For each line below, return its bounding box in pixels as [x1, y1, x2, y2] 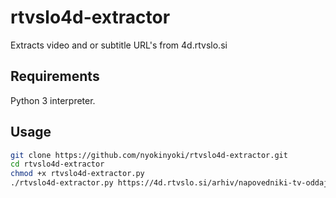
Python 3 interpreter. [10, 94, 96, 106]
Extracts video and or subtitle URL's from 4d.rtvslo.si [10, 39, 228, 51]
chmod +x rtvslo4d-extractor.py [10, 169, 145, 179]
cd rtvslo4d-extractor [10, 159, 105, 170]
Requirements [10, 68, 100, 85]
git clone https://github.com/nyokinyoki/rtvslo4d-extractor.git [10, 150, 288, 160]
